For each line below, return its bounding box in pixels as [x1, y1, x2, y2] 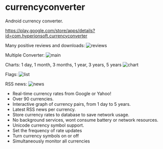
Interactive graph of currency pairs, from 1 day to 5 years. [12, 101, 131, 107]
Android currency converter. [5, 18, 63, 24]
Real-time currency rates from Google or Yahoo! [12, 90, 111, 96]
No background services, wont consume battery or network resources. [12, 117, 159, 123]
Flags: [5, 71, 18, 77]
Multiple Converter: [5, 52, 45, 58]
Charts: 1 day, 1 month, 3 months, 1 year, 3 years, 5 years [5, 62, 122, 68]
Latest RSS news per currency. [12, 106, 76, 112]
